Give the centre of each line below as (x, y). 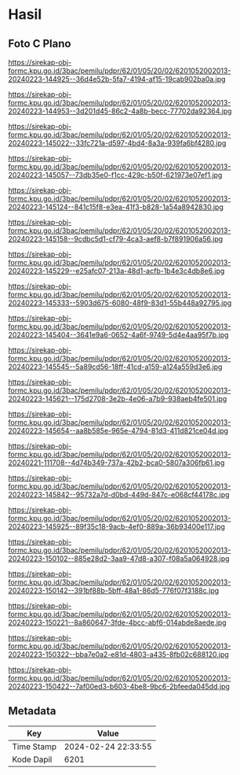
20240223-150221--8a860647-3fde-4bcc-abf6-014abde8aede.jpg (117, 622)
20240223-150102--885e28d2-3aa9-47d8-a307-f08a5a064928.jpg (119, 559)
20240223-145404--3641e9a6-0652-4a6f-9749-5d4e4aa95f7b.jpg (118, 335)
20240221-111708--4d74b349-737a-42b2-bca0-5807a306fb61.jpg (116, 463)
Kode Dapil (32, 759)
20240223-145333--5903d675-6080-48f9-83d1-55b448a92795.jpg (120, 303)
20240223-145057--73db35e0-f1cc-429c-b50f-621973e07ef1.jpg (115, 175)
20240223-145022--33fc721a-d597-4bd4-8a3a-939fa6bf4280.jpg (117, 143)
